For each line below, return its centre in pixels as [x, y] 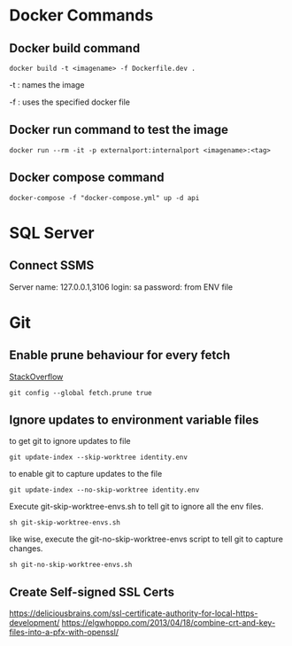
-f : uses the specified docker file [70, 102]
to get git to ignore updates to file [70, 441]
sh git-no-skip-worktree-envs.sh [71, 565]
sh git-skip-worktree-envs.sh [65, 523]
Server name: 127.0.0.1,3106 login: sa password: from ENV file [121, 287]
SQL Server [52, 233]
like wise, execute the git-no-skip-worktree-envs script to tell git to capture [146, 539]
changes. [26, 549]
